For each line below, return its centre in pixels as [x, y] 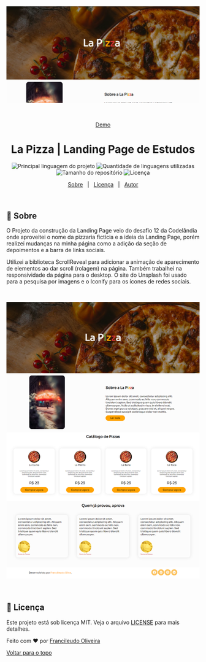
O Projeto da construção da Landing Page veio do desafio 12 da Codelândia [102, 231]
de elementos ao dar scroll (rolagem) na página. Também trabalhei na [94, 269]
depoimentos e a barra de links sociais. [56, 250]
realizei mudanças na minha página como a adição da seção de [87, 244]
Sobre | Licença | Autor [103, 185]
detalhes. [18, 629]
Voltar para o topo [29, 652]
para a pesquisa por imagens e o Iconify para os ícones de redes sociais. [99, 282]
